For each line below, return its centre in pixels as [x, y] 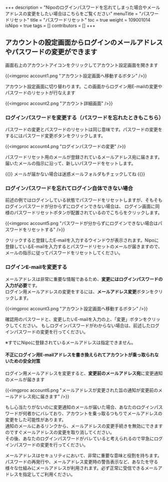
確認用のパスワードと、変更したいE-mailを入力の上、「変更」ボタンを [76, 319]
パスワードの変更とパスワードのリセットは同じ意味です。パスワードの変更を [84, 130]
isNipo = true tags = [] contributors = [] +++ [50, 26]
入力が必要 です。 [22, 285]
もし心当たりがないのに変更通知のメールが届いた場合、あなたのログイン [79, 407]
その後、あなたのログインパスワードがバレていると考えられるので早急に [79, 438]
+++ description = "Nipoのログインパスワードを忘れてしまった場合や [76, 7]
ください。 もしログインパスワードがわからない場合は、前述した [84, 325]
